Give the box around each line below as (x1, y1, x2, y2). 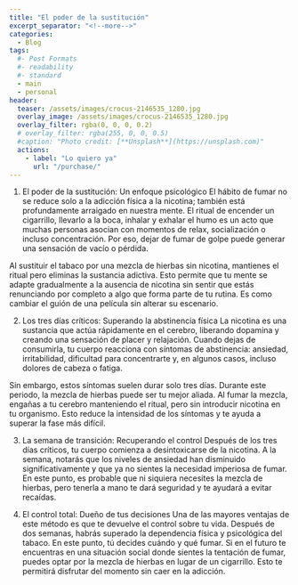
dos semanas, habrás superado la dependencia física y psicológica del (21, 528, 283, 539)
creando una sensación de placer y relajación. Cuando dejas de (21, 335, 256, 345)
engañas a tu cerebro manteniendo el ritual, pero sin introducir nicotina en (9, 399, 281, 410)
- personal (17, 87, 58, 96)
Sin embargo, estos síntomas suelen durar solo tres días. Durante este (9, 380, 267, 391)
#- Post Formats (17, 54, 77, 63)
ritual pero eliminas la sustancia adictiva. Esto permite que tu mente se (9, 270, 269, 280)
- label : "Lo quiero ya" (25, 153, 117, 163)
